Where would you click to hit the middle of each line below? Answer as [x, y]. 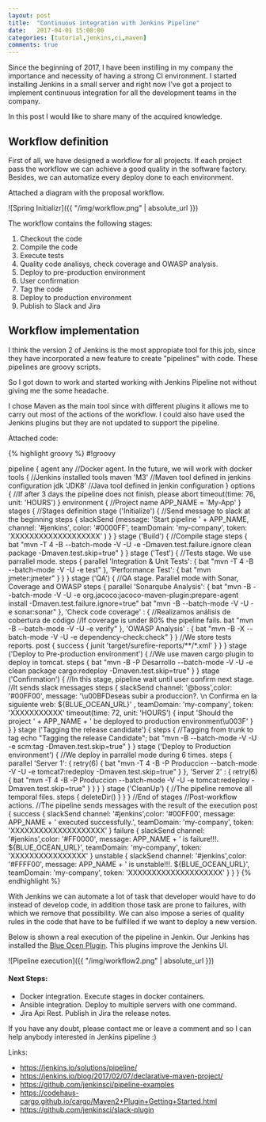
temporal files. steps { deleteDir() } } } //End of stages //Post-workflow [123, 797]
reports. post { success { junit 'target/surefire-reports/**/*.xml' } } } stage [128, 645]
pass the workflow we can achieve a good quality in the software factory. [128, 169]
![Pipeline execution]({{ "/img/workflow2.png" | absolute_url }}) [111, 960]
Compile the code [49, 247]
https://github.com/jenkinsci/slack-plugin [87, 1109]
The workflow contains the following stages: [80, 223]
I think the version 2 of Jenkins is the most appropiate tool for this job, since [132, 350]
